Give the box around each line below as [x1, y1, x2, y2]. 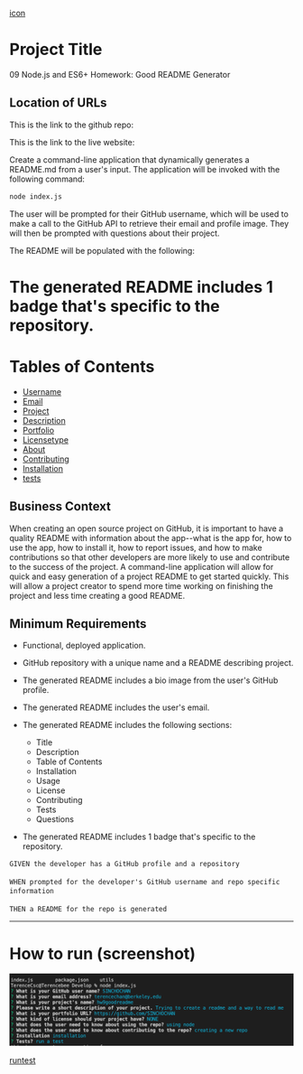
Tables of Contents [9, 357, 155, 377]
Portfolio [22, 425, 55, 435]
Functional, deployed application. [22, 640, 146, 651]
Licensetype [22, 434, 69, 445]
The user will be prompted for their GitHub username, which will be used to [9, 208, 289, 219]
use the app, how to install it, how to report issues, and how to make [9, 542, 263, 553]
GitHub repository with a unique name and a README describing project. [22, 658, 294, 668]
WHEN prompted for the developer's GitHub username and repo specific [9, 878, 280, 887]
